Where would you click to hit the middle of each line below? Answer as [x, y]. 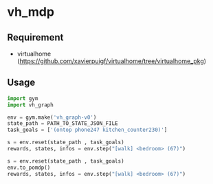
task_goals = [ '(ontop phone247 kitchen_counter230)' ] [87, 130]
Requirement [35, 37]
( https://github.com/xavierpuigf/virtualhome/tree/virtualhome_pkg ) [112, 61]
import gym [23, 98]
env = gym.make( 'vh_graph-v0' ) [52, 117]
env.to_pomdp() [29, 168]
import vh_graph [30, 105]
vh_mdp [31, 12]
